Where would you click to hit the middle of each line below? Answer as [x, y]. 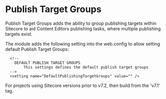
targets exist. [19, 34]
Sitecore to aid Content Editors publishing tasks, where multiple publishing [83, 28]
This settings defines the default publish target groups [86, 67]
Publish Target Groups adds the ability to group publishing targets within [81, 23]
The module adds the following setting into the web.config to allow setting [83, 43]
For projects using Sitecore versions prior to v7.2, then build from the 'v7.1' [83, 85]
